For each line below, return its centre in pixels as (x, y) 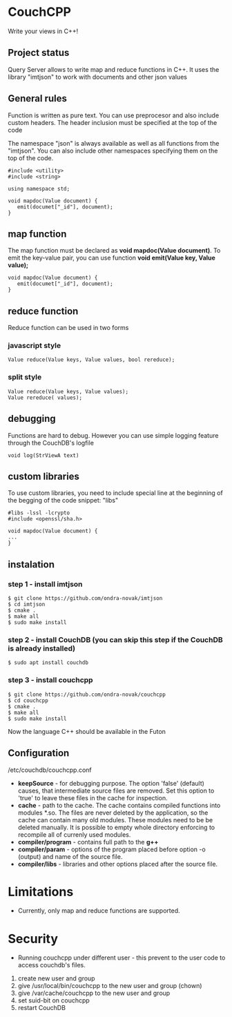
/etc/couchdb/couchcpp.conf (50, 770)
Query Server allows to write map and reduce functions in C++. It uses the (114, 69)
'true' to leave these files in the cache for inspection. (93, 797)
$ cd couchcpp (28, 700)
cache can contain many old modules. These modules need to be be (115, 820)
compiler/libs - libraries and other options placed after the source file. (118, 864)
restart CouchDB (42, 1008)
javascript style (35, 346)
